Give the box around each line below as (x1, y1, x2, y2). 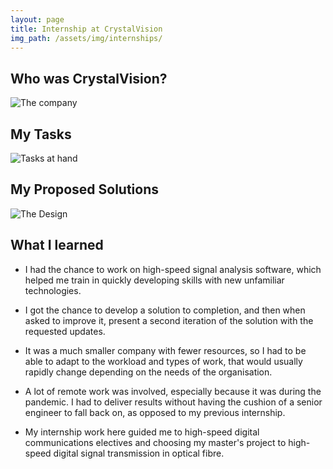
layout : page (10, 14, 65, 25)
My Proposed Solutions (10, 181, 160, 198)
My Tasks (10, 126, 72, 143)
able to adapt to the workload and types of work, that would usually (24, 355, 303, 367)
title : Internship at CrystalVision (10, 24, 163, 34)
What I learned (10, 237, 104, 254)
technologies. (24, 284, 82, 296)
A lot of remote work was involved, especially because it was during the (24, 385, 322, 397)
